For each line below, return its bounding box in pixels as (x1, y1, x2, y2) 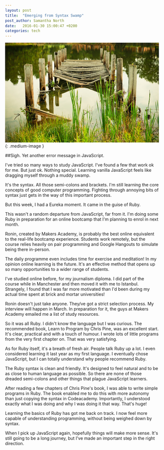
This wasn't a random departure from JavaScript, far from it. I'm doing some (5, 211, 159, 217)
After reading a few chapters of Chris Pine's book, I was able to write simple (5, 385, 158, 391)
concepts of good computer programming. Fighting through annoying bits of (5, 187, 159, 193)
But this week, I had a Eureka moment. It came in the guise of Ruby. (5, 202, 141, 207)
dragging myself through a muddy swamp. (5, 172, 91, 178)
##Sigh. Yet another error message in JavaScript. (5, 152, 104, 158)
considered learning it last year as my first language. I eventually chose (5, 350, 148, 356)
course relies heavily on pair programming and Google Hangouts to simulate (5, 241, 159, 247)
